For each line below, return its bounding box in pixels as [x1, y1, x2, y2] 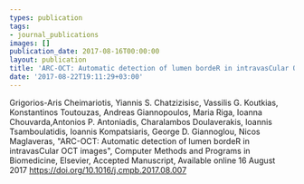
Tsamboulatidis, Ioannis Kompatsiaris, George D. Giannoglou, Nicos [9, 126, 261, 137]
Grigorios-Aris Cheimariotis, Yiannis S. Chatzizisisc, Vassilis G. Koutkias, [9, 97, 279, 108]
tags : [9, 22, 30, 31]
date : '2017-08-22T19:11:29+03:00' [9, 73, 144, 82]
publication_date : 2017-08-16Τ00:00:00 [9, 47, 160, 56]
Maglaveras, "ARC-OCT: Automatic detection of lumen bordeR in [9, 135, 251, 146]
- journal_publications [9, 30, 100, 39]
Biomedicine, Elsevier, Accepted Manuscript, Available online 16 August [9, 155, 276, 166]
